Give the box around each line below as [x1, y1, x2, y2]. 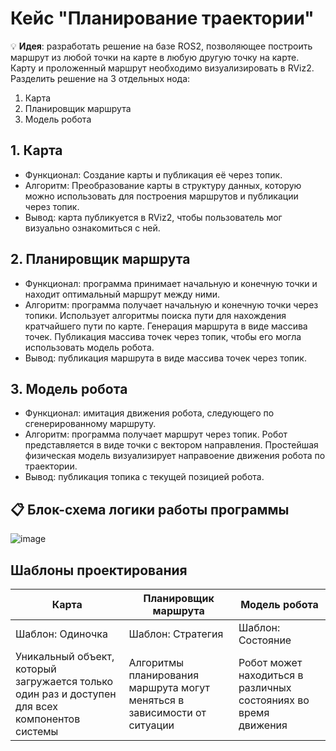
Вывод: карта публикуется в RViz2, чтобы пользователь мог [24, 211, 283, 223]
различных [238, 681, 292, 694]
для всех [15, 700, 59, 713]
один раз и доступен [15, 687, 117, 701]
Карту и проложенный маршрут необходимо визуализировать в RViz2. [10, 62, 315, 74]
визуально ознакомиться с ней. [24, 222, 161, 234]
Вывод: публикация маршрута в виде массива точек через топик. [24, 352, 307, 364]
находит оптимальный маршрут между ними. [24, 288, 221, 300]
